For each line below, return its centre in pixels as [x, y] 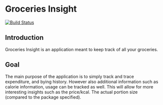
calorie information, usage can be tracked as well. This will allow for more [79, 87]
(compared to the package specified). [43, 97]
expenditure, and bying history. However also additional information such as [82, 82]
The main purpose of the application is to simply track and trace [70, 76]
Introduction [24, 38]
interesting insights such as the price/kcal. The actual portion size [71, 92]
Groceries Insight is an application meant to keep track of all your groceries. [81, 49]
